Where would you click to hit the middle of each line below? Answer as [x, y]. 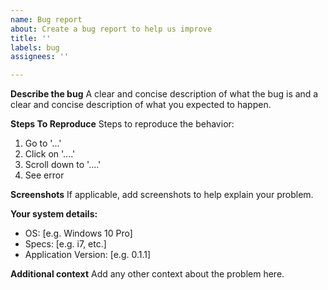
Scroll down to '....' [63, 165]
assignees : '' [40, 57]
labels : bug [35, 47]
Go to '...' [43, 143]
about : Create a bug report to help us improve [111, 29]
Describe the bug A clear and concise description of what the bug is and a [164, 94]
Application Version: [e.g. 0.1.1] [88, 255]
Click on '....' [50, 154]
